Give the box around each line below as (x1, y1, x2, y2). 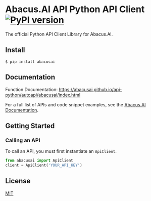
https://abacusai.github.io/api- (59, 86, 122, 92)
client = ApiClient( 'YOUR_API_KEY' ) (5, 163, 82, 168)
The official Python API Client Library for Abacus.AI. (5, 31, 113, 37)
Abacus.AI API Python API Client (5, 4, 145, 15)
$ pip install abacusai (5, 59, 56, 64)
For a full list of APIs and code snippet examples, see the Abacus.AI (5, 101, 146, 107)
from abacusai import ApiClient (5, 158, 73, 163)
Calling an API (5, 137, 40, 144)
